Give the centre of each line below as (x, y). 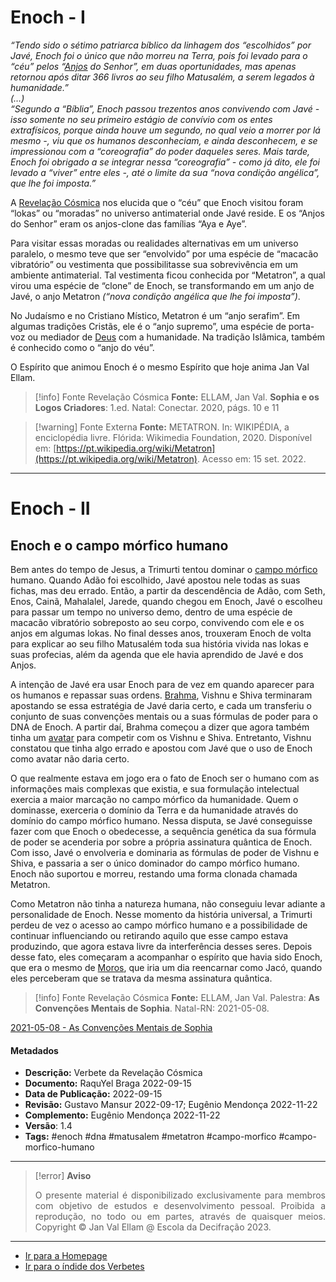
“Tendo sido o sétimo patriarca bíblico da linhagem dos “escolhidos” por (161, 45)
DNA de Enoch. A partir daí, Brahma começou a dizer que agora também (160, 727)
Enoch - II (50, 508)
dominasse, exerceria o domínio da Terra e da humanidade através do (154, 810)
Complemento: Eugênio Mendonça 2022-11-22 (122, 1115)
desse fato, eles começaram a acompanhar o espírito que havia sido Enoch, (166, 957)
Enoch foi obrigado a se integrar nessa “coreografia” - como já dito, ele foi (165, 162)
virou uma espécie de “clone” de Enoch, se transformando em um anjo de (162, 285)
